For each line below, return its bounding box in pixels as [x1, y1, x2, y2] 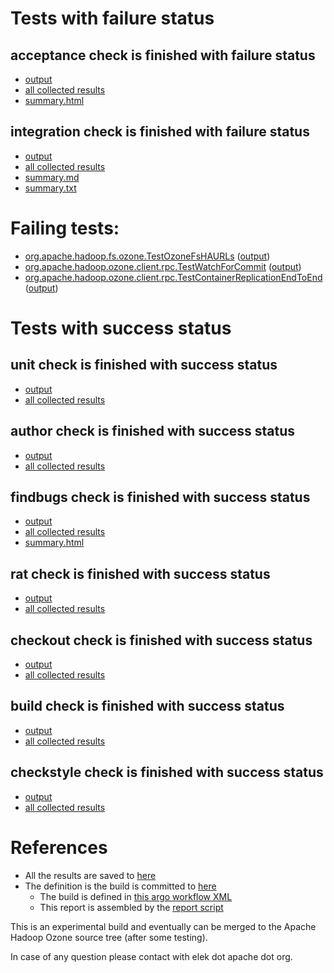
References [10, 836, 108, 859]
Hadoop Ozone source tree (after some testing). [10, 931, 208, 943]
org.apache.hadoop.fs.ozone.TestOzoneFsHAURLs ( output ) [24, 250, 271, 262]
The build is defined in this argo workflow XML [39, 890, 233, 902]
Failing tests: [10, 217, 120, 239]
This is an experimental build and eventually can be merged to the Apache [10, 920, 317, 932]
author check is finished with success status [10, 423, 296, 440]
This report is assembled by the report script [39, 901, 224, 913]
